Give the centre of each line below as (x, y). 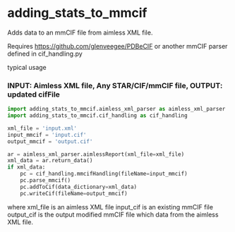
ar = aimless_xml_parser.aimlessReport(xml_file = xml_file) (96, 154)
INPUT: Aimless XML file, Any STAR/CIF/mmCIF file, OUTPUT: (115, 85)
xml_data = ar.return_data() (50, 161)
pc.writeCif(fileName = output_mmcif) (74, 193)
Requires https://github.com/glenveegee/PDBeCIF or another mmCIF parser (117, 46)
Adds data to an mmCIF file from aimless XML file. (80, 32)
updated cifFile (34, 94)
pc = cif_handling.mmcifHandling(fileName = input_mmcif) (104, 174)
